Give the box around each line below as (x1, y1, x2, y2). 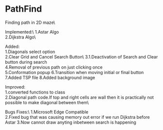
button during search (5, 59, 47, 65)
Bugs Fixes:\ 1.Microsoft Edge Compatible (5, 109, 89, 115)
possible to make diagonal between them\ (5, 99, 89, 105)
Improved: (5, 84, 26, 90)
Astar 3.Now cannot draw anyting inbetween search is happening (5, 119, 136, 125)
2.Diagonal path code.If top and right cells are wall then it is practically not (5, 94, 154, 100)
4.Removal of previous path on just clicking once (5, 64, 103, 70)
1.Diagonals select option (5, 49, 55, 55)
